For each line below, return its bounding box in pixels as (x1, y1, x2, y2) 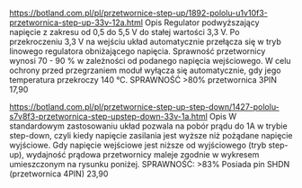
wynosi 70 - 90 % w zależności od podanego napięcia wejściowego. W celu (9, 56, 291, 66)
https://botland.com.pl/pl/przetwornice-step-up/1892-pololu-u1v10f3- (9, 8, 268, 18)
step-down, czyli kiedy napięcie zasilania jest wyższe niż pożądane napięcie (9, 130, 293, 140)
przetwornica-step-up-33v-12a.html (9, 17, 144, 28)
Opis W (209, 112, 237, 121)
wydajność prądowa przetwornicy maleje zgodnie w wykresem (25, 149, 260, 160)
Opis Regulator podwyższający (145, 17, 260, 28)
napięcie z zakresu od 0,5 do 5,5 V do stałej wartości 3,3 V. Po (9, 27, 240, 37)
